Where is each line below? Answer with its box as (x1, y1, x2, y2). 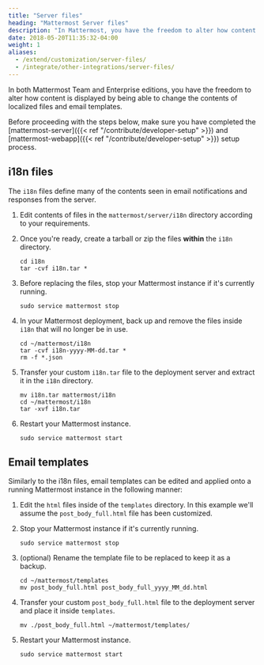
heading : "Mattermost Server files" (8, 19, 129, 27)
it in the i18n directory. (19, 375, 93, 385)
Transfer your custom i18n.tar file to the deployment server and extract (19, 367, 255, 377)
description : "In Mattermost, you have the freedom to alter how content (8, 26, 257, 34)
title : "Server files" (8, 11, 83, 20)
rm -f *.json (19, 353, 63, 361)
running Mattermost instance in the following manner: (8, 484, 183, 495)
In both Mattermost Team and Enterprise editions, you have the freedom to (8, 85, 251, 94)
